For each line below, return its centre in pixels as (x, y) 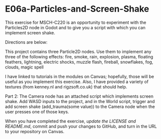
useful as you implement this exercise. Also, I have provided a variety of (77, 82)
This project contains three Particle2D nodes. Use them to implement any (78, 52)
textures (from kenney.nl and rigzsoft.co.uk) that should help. (66, 87)
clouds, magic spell (24, 67)
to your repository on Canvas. (35, 131)
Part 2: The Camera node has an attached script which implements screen (79, 96)
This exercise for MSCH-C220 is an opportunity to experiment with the (76, 22)
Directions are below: (26, 42)
